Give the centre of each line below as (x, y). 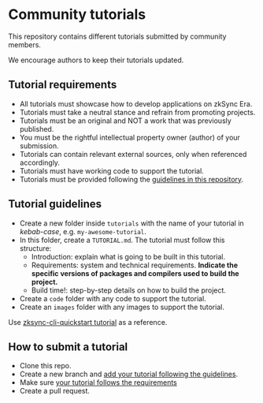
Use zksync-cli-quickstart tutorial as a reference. (88, 322)
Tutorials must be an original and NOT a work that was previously (126, 121)
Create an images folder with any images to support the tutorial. (122, 307)
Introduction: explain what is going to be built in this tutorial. (128, 256)
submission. (39, 146)
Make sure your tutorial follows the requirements (98, 382)
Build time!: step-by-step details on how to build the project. (129, 290)
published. (37, 129)
